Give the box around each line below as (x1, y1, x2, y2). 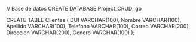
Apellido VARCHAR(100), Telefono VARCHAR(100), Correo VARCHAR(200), (6, 23, 191, 30)
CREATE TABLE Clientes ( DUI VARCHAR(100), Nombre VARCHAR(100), (6, 17, 182, 23)
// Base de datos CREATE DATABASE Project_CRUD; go (6, 5, 142, 12)
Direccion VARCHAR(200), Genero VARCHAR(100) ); (6, 29, 135, 36)
